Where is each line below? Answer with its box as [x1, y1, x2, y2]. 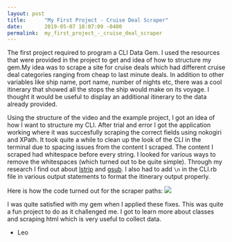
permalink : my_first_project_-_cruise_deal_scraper [7, 29, 163, 37]
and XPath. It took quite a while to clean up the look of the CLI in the [7, 136, 202, 144]
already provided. [7, 100, 57, 108]
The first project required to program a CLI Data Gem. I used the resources [7, 49, 220, 57]
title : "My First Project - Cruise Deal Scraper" [7, 17, 169, 24]
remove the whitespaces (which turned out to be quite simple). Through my [7, 157, 223, 166]
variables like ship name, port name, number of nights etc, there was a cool [7, 78, 222, 87]
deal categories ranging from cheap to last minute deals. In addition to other [7, 71, 224, 79]
